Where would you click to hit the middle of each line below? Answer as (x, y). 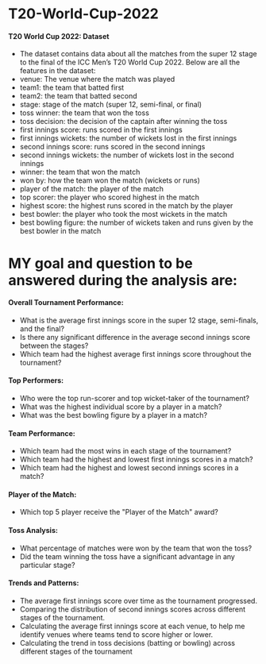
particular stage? (47, 565)
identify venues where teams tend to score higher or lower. (116, 634)
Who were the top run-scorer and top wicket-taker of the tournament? (135, 398)
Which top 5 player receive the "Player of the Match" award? (119, 512)
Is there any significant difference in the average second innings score (135, 337)
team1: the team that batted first (72, 87)
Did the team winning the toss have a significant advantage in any (127, 556)
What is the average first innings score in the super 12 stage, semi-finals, (139, 320)
